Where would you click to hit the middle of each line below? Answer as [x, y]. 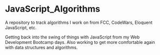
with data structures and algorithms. [41, 47]
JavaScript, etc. [21, 27]
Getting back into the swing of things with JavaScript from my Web [72, 37]
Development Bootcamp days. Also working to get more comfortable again [80, 42]
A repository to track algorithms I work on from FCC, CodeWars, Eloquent [79, 22]
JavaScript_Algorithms [53, 9]
